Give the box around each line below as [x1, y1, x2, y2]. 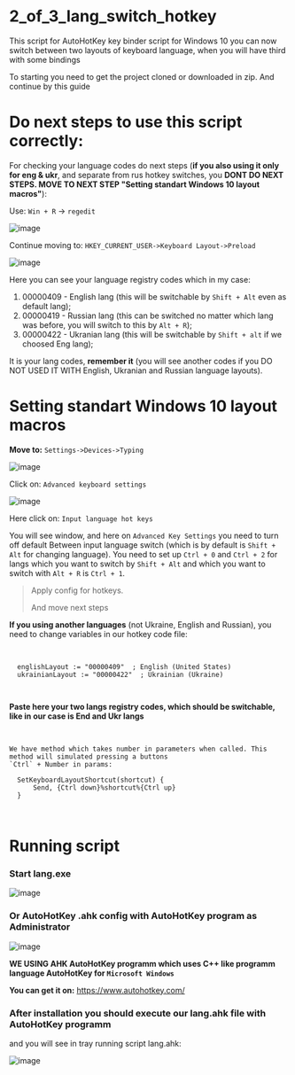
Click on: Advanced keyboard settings [9, 479, 147, 489]
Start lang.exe [9, 867, 72, 879]
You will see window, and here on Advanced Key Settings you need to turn [9, 530, 279, 541]
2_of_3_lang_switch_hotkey [9, 6, 217, 27]
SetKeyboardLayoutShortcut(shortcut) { [17, 775, 165, 784]
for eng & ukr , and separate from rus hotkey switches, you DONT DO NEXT [9, 169, 284, 180]
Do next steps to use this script [9, 113, 243, 132]
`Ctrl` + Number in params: [9, 760, 113, 768]
